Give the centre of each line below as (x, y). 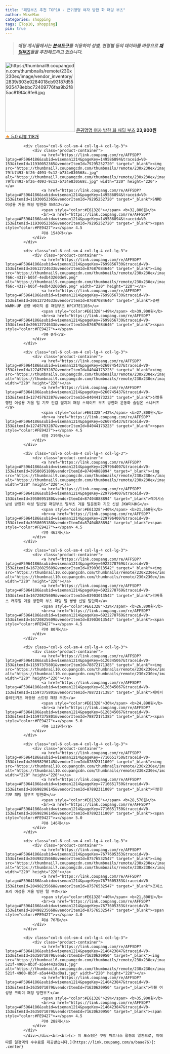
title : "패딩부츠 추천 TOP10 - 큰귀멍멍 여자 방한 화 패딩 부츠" (65, 10)
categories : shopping (28, 19)
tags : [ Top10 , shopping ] (31, 24)
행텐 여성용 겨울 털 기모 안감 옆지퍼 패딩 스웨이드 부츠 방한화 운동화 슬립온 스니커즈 (82, 403)
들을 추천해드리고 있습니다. (56, 52)
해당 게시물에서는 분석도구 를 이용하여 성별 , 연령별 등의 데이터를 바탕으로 (88, 46)
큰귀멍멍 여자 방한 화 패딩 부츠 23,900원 (116, 130)
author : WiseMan (22, 15)
